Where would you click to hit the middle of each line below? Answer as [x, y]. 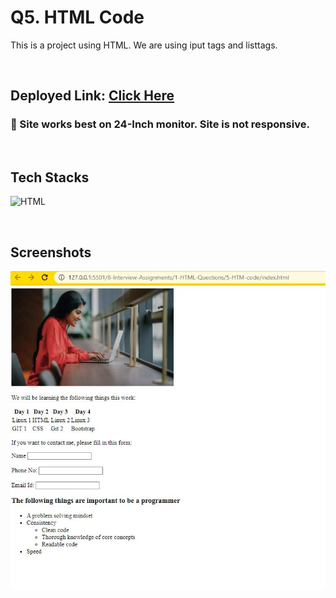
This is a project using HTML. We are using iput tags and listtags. [144, 45]
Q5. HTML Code [77, 17]
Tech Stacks [50, 177]
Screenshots [51, 252]
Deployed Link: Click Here [92, 96]
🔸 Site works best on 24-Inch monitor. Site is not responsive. [160, 124]
